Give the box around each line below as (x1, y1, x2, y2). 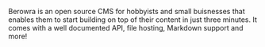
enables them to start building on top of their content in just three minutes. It (8, 15, 258, 24)
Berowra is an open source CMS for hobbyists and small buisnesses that (8, 7, 245, 16)
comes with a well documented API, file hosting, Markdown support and (8, 23, 244, 32)
